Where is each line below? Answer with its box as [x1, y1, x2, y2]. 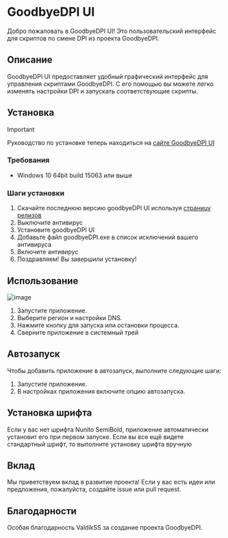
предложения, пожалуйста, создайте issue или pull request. [7, 485, 181, 493]
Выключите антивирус [16, 218, 84, 227]
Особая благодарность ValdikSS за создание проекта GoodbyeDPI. [7, 524, 203, 532]
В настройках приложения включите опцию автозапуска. [16, 387, 186, 395]
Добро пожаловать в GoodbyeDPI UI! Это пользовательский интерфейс [7, 27, 217, 35]
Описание [7, 54, 53, 66]
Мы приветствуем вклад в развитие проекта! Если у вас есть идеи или [7, 478, 216, 486]
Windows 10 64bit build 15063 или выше [16, 171, 133, 179]
